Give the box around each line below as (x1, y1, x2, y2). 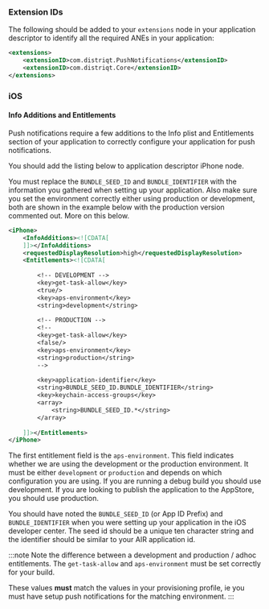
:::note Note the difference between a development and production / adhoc (8, 550, 257, 560)
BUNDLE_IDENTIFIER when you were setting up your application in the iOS (8, 518, 247, 528)
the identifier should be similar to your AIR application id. (8, 535, 196, 545)
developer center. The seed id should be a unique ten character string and (8, 526, 255, 536)
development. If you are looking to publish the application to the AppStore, (8, 485, 255, 495)
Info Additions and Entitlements (8, 110, 116, 120)
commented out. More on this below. (8, 210, 130, 220)
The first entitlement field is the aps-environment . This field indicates (8, 450, 234, 461)
